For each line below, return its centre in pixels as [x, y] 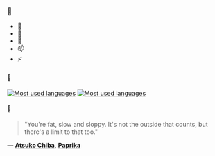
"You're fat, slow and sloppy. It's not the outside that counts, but [116, 124]
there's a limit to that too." [61, 132]
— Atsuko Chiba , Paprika [44, 145]
